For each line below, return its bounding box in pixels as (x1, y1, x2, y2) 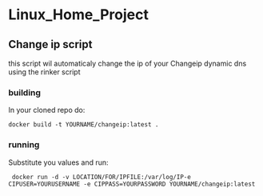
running (8, 139, 40, 150)
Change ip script (8, 38, 93, 51)
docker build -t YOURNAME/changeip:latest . (8, 121, 159, 129)
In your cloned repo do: (8, 106, 86, 115)
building (8, 86, 42, 98)
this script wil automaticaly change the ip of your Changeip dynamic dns (8, 58, 247, 68)
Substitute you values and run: (8, 158, 110, 167)
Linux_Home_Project (8, 6, 149, 24)
